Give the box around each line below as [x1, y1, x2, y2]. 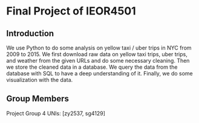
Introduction [6, 28, 54, 39]
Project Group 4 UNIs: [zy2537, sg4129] [6, 110, 106, 117]
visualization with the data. [6, 77, 73, 83]
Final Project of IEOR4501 [6, 4, 136, 18]
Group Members [6, 93, 70, 104]
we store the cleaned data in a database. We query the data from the [6, 63, 178, 71]
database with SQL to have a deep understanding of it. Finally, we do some [6, 70, 194, 77]
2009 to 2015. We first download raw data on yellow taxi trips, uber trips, [6, 51, 188, 58]
